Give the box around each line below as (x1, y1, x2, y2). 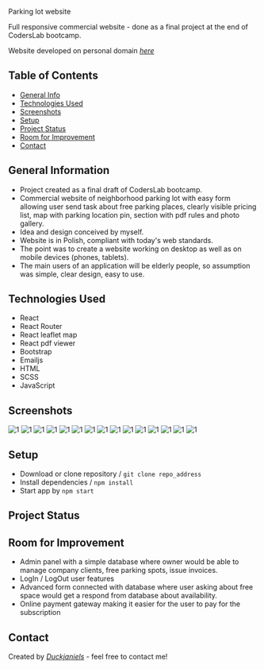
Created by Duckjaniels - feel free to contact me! (8, 652, 168, 662)
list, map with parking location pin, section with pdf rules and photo (19, 210, 240, 219)
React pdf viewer (19, 338, 76, 348)
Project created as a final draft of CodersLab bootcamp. (19, 184, 202, 194)
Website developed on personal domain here (8, 46, 155, 55)
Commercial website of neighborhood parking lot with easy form (19, 193, 231, 203)
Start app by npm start (19, 486, 94, 496)
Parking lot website (8, 7, 71, 16)
